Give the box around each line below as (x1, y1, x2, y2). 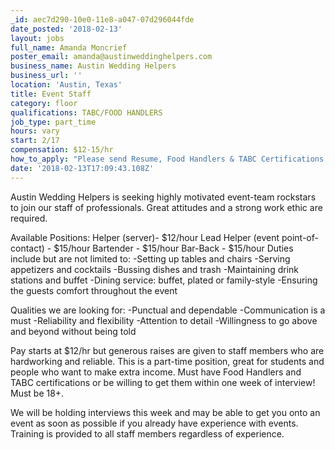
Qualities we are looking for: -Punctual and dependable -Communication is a (10, 304, 326, 316)
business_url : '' (10, 71, 83, 81)
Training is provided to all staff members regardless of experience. (10, 427, 285, 440)
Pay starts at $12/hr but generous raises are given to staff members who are (10, 344, 325, 356)
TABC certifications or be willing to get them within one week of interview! (10, 376, 316, 388)
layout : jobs (10, 33, 65, 43)
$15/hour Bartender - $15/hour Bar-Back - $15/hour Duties (53, 242, 294, 254)
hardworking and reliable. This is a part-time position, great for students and (10, 355, 325, 367)
